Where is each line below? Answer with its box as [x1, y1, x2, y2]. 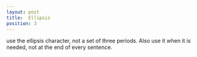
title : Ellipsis [6, 15, 51, 21]
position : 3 [6, 20, 37, 26]
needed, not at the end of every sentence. [6, 44, 113, 51]
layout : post [6, 9, 40, 15]
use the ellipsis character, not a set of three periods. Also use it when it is [6, 37, 191, 45]
